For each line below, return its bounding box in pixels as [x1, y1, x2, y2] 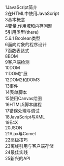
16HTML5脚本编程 [5, 102, 42, 108]
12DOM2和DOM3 [5, 77, 40, 83]
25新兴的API [5, 156, 31, 161]
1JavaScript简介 [5, 4, 37, 10]
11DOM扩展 [5, 71, 28, 76]
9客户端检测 [5, 59, 30, 65]
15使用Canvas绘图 [5, 96, 42, 101]
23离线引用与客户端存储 [5, 143, 54, 149]
